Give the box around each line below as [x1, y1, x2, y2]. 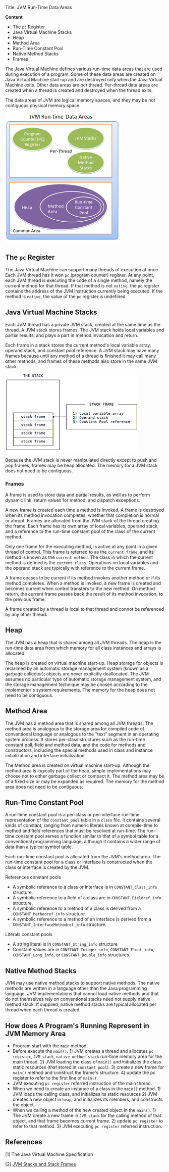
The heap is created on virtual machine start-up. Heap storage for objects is [5, 660, 163, 666]
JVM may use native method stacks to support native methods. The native [5, 980, 160, 986]
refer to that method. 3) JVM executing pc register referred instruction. [12, 1123, 162, 1129]
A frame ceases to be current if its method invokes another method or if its [5, 574, 160, 580]
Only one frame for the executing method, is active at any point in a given [5, 543, 158, 550]
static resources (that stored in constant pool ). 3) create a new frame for [12, 1064, 164, 1070]
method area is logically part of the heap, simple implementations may [5, 767, 151, 773]
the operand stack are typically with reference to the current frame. [5, 565, 145, 571]
